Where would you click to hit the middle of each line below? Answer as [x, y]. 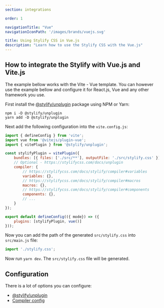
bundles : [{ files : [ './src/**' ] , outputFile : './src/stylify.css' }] [87, 158]
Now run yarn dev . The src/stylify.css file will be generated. [67, 259]
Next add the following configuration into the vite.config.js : [66, 126]
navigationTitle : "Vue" [29, 27]
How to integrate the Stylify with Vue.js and [73, 65]
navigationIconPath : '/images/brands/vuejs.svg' [55, 32]
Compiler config [28, 301]
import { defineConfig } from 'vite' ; [44, 135]
